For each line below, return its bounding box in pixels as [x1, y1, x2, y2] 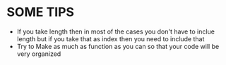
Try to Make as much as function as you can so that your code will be [16, 42, 220, 50]
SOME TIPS [6, 4, 75, 20]
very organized [16, 50, 61, 58]
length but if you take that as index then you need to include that [16, 34, 205, 43]
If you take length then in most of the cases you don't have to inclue [16, 27, 215, 36]
